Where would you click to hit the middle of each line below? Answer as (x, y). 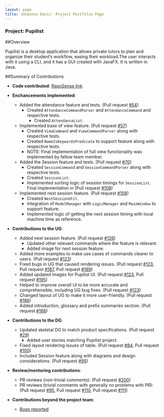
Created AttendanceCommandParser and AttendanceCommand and (89, 110)
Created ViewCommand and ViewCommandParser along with (82, 131)
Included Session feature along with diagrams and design (77, 355)
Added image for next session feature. (65, 248)
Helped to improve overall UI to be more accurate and (74, 285)
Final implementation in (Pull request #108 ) (70, 188)
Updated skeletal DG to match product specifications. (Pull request (87, 329)
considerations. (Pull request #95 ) (54, 361)
